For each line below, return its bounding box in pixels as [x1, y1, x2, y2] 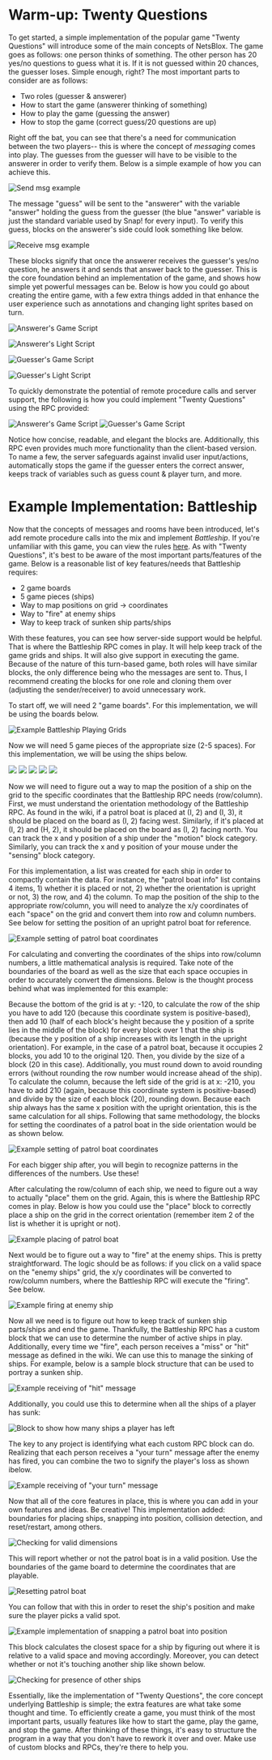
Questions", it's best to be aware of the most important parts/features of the [8, 549, 262, 560]
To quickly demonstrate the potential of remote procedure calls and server [8, 386, 257, 395]
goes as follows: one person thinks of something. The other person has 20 [8, 49, 257, 59]
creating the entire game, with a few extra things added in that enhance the [8, 290, 260, 300]
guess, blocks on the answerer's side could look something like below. [8, 224, 244, 234]
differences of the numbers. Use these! [8, 1168, 139, 1178]
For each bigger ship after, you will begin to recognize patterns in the [8, 1160, 239, 1169]
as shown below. [8, 1128, 65, 1138]
